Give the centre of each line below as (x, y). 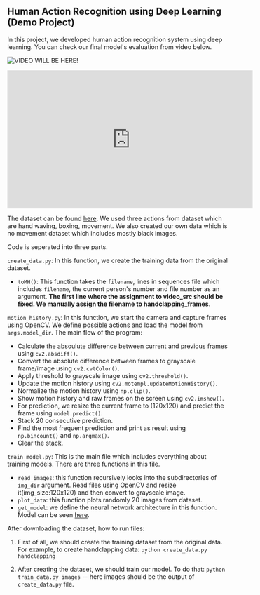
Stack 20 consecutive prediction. (65, 420)
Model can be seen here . (53, 514)
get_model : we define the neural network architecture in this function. (117, 507)
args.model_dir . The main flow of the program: (75, 332)
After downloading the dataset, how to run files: (76, 528)
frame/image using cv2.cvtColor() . (68, 368)
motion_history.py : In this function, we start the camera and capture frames (117, 317)
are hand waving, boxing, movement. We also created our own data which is (117, 226)
